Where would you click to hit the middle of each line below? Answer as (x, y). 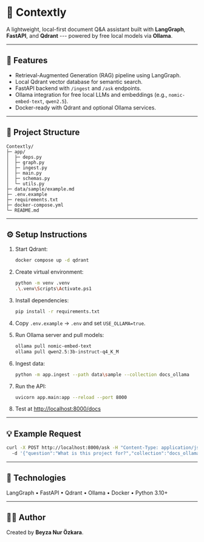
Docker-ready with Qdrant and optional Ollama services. (86, 107)
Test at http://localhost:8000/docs (58, 409)
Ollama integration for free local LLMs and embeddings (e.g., (91, 94)
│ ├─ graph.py (25, 162)
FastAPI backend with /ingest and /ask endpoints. (78, 88)
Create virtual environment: (49, 272)
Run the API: (31, 386)
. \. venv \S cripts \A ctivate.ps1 (53, 289)
